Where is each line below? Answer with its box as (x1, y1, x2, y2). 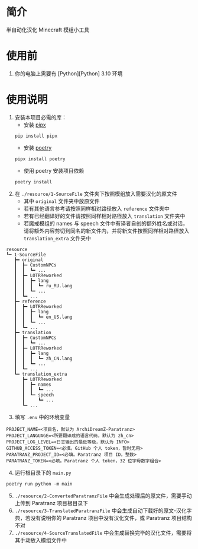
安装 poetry (23, 144, 52, 151)
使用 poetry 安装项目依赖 (23, 167, 85, 174)
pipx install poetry (14, 156, 66, 162)
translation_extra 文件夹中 (23, 234, 92, 242)
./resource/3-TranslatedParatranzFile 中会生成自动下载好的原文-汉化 (14, 507, 187, 514)
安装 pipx (23, 121, 46, 128)
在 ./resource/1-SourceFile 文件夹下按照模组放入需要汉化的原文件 (14, 190, 177, 197)
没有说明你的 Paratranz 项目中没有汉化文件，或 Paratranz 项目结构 (30, 514, 192, 521)
